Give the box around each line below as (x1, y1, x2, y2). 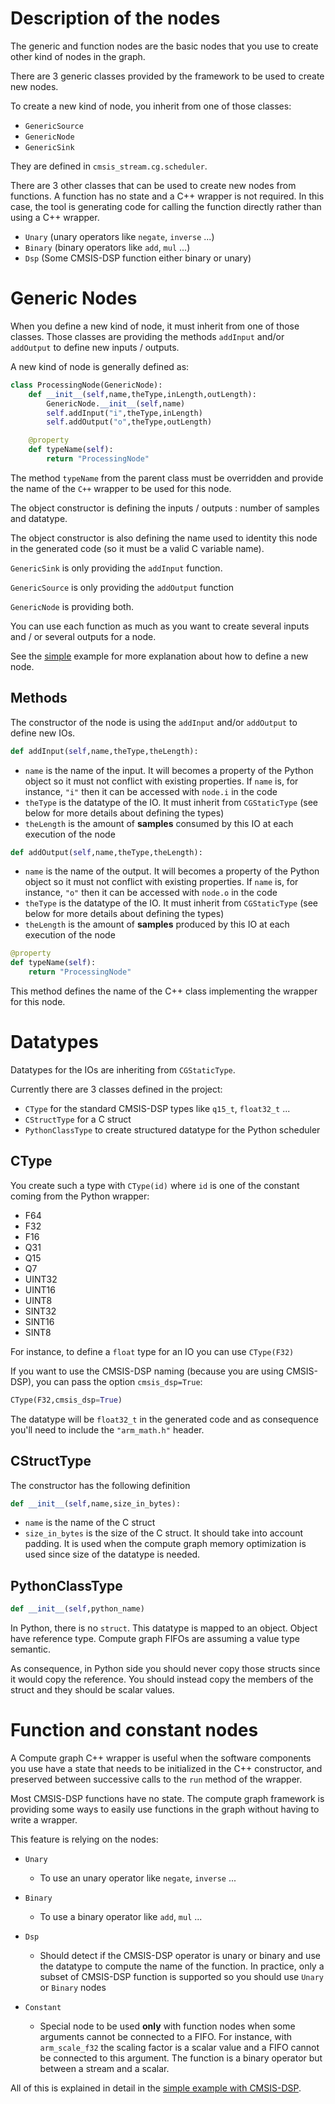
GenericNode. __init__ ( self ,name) (46, 398, 186, 409)
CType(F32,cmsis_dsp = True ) (10, 1395, 123, 1405)
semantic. (10, 1643, 51, 1656)
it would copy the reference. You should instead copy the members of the (10, 1673, 314, 1686)
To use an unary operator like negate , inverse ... (39, 1872, 237, 1884)
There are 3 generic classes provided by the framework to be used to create (10, 70, 325, 82)
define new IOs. (10, 727, 76, 739)
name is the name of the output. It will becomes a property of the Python (24, 865, 320, 877)
